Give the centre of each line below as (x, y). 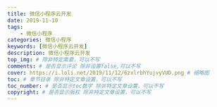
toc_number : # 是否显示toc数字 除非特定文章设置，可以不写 (86, 86)
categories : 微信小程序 (39, 40)
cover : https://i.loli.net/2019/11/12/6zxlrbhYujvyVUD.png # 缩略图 (108, 73)
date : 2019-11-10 (33, 20)
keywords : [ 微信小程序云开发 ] (48, 46)
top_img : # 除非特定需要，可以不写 (54, 60)
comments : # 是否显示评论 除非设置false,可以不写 (74, 66)
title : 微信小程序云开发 (39, 14)
